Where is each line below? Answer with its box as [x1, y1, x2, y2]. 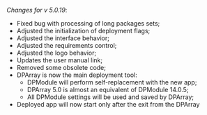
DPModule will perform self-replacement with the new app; [26, 78, 197, 86]
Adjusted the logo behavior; [16, 48, 97, 57]
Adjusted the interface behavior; [16, 34, 109, 42]
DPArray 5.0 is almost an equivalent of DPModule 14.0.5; [26, 86, 189, 94]
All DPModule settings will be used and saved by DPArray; [26, 93, 194, 101]
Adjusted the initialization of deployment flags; [16, 27, 151, 35]
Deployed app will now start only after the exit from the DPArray [16, 100, 200, 108]
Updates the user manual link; [16, 56, 102, 64]
